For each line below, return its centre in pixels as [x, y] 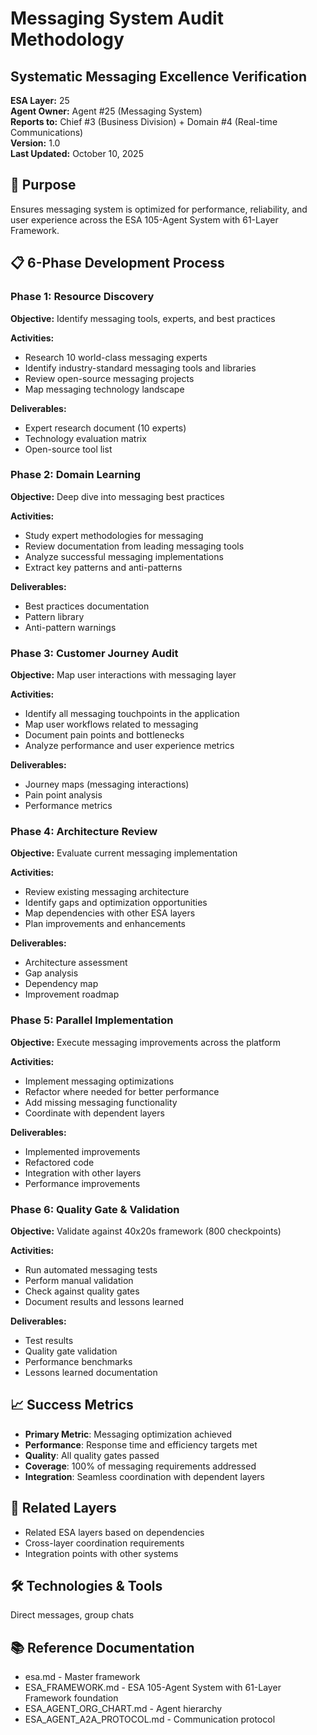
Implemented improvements [82, 1151]
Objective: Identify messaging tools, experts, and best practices [143, 318]
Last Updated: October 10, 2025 [77, 153]
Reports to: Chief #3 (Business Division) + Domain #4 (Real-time [144, 121]
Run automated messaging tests [91, 1269]
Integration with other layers [83, 1173]
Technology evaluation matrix [85, 438]
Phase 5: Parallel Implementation [92, 1020]
